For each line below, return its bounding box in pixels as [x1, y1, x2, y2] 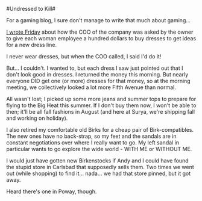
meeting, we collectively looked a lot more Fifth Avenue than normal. [6, 84, 177, 91]
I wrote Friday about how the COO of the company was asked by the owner [6, 28, 194, 36]
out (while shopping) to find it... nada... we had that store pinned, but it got [6, 170, 191, 177]
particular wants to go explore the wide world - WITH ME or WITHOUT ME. [6, 146, 192, 152]
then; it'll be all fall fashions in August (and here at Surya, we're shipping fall [6, 108, 195, 115]
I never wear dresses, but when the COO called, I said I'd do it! [6, 53, 162, 60]
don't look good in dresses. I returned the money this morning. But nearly [6, 71, 189, 78]
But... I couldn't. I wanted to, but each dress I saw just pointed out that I [6, 64, 183, 72]
